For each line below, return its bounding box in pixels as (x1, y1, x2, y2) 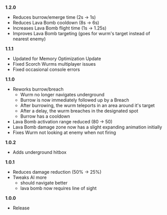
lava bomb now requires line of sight (20, 185, 97, 191)
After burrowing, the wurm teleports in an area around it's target (20, 102, 155, 109)
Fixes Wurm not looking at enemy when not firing (12, 129, 116, 136)
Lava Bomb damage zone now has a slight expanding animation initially (12, 124, 162, 130)
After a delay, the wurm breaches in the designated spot (20, 108, 138, 114)
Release (12, 205, 30, 211)
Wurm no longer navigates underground (20, 92, 105, 97)
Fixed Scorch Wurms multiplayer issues (12, 61, 96, 67)
